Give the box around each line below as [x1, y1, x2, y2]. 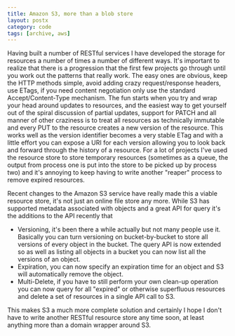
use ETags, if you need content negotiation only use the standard [7, 86, 196, 95]
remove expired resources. [7, 176, 86, 184]
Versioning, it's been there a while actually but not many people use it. [17, 225, 221, 234]
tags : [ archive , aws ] [7, 29, 71, 37]
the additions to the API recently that [7, 212, 114, 220]
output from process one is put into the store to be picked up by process [7, 161, 217, 169]
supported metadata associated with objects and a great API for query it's [7, 204, 221, 213]
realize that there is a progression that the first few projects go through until [7, 64, 226, 72]
